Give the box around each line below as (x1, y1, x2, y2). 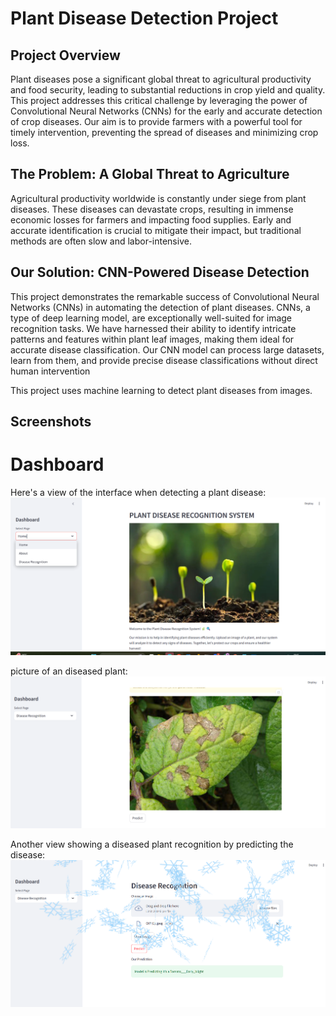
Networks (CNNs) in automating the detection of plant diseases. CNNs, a (10, 301, 311, 313)
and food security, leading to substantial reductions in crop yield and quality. (10, 84, 326, 96)
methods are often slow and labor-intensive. (10, 235, 192, 247)
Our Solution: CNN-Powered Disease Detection (10, 264, 310, 281)
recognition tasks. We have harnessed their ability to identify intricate (10, 322, 297, 334)
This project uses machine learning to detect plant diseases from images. (10, 384, 313, 396)
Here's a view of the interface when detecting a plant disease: (10, 486, 267, 498)
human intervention (10, 365, 91, 377)
